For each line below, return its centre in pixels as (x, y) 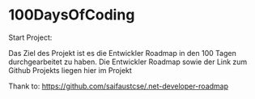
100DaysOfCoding (72, 15)
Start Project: (30, 37)
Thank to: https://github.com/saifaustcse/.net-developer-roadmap (119, 86)
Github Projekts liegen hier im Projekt (70, 70)
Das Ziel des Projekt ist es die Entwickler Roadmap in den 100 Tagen (122, 53)
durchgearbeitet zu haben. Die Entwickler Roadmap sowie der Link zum (128, 62)
